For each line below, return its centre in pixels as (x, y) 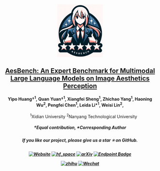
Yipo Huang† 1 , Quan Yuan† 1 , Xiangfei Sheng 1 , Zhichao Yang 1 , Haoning (80, 99)
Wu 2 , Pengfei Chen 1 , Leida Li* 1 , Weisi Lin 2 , (80, 105)
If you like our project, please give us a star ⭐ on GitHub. (80, 140)
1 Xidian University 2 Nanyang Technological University (84, 116)
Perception (80, 86)
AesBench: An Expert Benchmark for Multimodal (80, 70)
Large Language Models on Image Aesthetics (80, 78)
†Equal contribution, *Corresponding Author (80, 127)
